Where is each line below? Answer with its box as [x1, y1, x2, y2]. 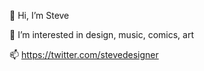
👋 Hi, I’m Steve [9, 10, 70, 21]
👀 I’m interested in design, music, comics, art [9, 29, 194, 40]
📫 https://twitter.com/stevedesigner [9, 49, 159, 60]
